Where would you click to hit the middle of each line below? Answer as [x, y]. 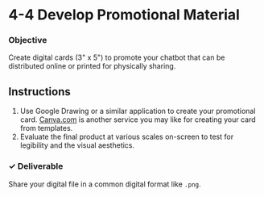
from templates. [46, 128]
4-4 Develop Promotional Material [124, 15]
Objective [28, 40]
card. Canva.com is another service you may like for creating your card [138, 119]
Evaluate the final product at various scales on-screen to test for [127, 137]
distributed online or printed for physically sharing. [92, 66]
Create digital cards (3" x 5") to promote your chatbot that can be [117, 57]
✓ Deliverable [36, 166]
